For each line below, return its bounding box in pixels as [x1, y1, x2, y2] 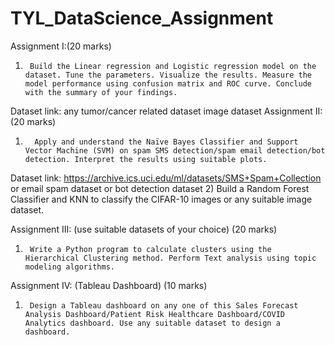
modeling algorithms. [24, 262, 115, 272]
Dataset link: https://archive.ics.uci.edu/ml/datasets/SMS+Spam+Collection [10, 172, 322, 184]
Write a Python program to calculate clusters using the [29, 244, 272, 254]
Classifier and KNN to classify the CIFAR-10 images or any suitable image [10, 193, 313, 205]
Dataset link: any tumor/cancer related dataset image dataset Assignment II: [10, 105, 323, 117]
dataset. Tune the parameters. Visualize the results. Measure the [24, 70, 312, 80]
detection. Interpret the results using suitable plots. [24, 154, 268, 164]
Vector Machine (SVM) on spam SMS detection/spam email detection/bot [24, 145, 326, 156]
